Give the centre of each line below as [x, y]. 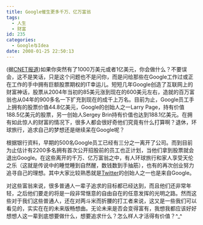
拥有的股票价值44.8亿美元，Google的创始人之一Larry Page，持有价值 [98, 107]
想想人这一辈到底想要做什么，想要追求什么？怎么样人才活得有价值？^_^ [94, 216]
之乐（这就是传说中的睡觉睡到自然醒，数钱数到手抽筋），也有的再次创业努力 [100, 165]
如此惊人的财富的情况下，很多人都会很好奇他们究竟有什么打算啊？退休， [101, 122]
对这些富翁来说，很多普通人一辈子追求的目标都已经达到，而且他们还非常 [96, 186]
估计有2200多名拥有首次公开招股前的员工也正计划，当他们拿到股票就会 [105, 150]
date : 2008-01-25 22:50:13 [40, 51]
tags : [13, 18]
